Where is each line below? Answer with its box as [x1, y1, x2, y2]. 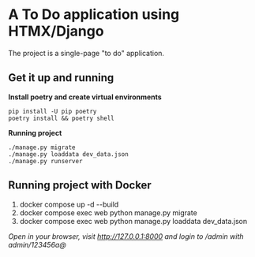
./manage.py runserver [8, 157, 83, 165]
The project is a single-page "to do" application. [8, 48, 164, 58]
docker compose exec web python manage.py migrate [19, 207, 197, 218]
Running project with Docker [8, 179, 152, 192]
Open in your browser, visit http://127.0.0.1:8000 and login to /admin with [8, 231, 244, 241]
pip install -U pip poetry [8, 107, 97, 115]
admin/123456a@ [8, 240, 67, 249]
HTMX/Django [8, 22, 104, 40]
